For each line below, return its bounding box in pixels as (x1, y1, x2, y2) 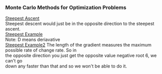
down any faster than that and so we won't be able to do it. (5, 63, 127, 69)
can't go (5, 58, 23, 64)
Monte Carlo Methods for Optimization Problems (5, 4, 127, 11)
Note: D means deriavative (5, 36, 60, 42)
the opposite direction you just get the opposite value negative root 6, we (5, 52, 157, 58)
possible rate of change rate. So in (5, 47, 77, 53)
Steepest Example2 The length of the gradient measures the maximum (5, 42, 152, 48)
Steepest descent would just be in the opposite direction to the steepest (5, 20, 154, 26)
